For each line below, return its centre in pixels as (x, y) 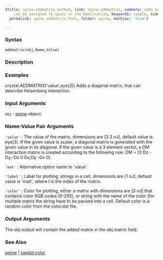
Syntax (14, 40)
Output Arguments (28, 219)
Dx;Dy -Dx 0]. (38, 158)
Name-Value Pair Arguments (40, 127)
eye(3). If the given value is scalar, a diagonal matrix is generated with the (79, 142)
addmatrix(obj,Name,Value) (32, 50)
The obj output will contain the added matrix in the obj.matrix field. (72, 229)
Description (19, 62)
